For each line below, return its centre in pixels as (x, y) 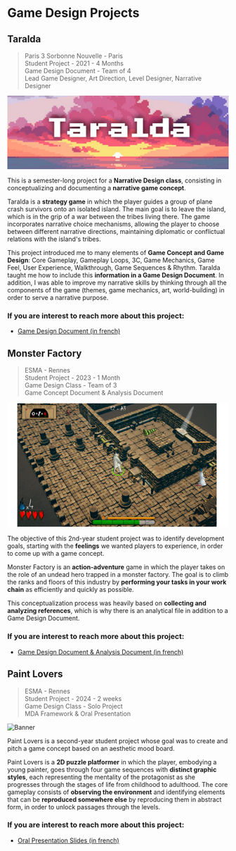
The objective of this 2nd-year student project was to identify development (116, 539)
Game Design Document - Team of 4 (78, 71)
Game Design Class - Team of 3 (71, 385)
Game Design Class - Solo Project (73, 706)
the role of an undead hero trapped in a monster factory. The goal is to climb (118, 575)
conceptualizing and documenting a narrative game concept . (97, 187)
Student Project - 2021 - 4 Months (74, 63)
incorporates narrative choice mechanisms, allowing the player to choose (113, 224)
